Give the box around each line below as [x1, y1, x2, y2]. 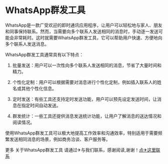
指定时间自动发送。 [21, 102, 61, 108]
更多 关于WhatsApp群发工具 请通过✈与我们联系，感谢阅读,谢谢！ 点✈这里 [5, 146, 156, 153]
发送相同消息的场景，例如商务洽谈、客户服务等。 [9, 136, 110, 142]
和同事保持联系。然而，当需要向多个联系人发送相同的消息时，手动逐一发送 [5, 28, 158, 34]
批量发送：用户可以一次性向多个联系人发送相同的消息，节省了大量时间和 [12, 62, 161, 68]
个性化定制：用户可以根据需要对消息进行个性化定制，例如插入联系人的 [12, 79, 157, 85]
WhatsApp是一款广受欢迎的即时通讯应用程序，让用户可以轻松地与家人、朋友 [5, 22, 162, 28]
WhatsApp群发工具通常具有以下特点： [5, 51, 84, 58]
